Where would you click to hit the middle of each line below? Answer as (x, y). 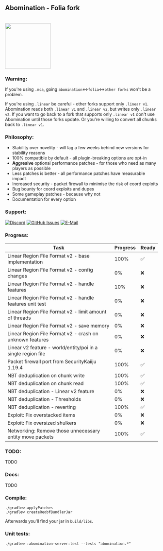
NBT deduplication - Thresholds (44, 399)
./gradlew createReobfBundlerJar (39, 512)
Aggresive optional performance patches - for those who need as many (84, 163)
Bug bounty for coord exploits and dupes (53, 189)
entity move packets (31, 437)
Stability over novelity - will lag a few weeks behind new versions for (81, 148)
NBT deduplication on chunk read (46, 383)
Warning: (16, 79)
